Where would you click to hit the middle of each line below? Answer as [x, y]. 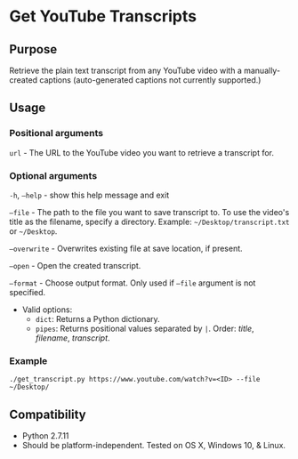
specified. [28, 292]
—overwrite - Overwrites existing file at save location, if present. [126, 248]
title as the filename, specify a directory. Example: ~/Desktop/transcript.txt [149, 221]
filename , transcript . [72, 338]
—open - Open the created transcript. [75, 265]
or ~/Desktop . [33, 231]
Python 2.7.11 [45, 436]
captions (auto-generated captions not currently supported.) [150, 80]
